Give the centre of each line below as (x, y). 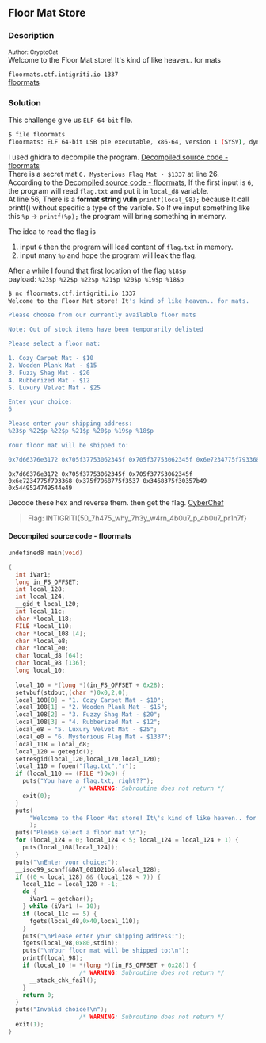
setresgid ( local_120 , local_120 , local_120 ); (88, 759)
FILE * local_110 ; (44, 626)
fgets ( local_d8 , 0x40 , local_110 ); (84, 921)
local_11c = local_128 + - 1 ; (70, 884)
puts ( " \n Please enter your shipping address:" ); (104, 936)
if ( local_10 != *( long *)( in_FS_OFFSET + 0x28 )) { (109, 966)
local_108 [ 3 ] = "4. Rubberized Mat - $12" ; (88, 722)
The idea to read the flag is (52, 231)
